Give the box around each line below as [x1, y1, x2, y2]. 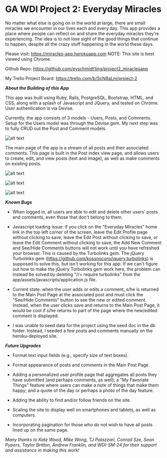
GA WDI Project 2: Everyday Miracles [5, 3, 162, 15]
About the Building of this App [5, 85, 69, 91]
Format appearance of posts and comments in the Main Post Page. [12, 362, 150, 368]
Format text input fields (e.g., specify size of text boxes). [12, 352, 129, 358]
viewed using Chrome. [5, 56, 51, 62]
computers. [12, 412, 36, 418]
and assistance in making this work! [5, 447, 80, 453]
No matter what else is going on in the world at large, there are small [5, 20, 146, 26]
